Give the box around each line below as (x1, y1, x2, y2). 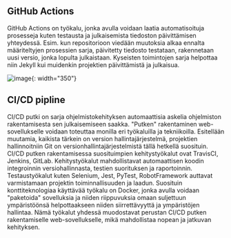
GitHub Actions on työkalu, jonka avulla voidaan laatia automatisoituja (7, 24, 205, 32)
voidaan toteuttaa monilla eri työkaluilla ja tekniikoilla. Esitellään (45, 127, 225, 136)
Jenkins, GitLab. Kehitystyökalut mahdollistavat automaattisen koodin (7, 156, 205, 165)
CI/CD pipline (7, 94, 66, 106)
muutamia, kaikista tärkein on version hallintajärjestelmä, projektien (7, 134, 198, 143)
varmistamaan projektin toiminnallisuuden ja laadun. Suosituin (7, 178, 183, 187)
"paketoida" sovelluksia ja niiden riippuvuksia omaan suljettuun (7, 193, 186, 201)
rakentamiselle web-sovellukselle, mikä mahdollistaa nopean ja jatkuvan (7, 215, 212, 223)
